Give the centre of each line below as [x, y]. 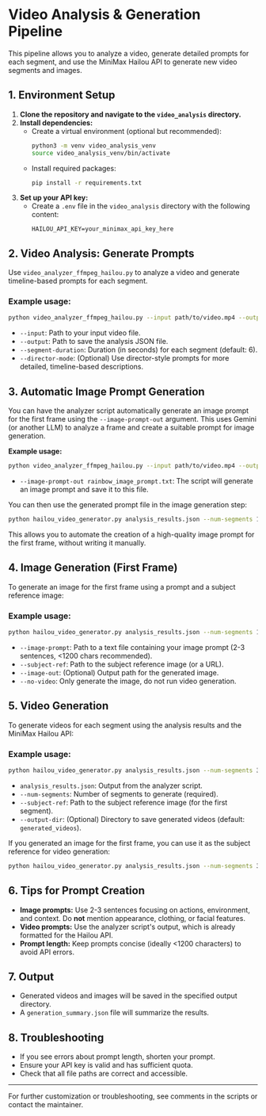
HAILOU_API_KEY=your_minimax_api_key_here [103, 229]
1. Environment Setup [62, 96]
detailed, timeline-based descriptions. [82, 367]
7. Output [31, 976]
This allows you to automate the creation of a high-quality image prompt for [131, 534]
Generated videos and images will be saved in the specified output [128, 996]
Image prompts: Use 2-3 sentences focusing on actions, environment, [135, 910]
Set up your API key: [54, 198]
